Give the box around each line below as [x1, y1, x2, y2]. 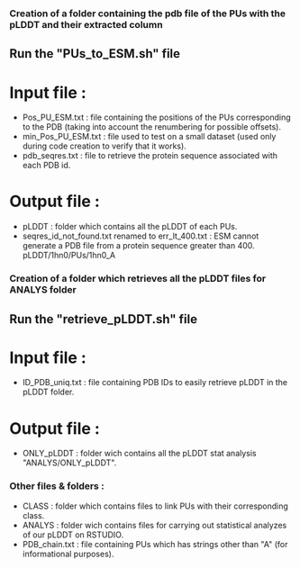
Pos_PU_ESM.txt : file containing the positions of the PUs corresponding [22, 112, 291, 123]
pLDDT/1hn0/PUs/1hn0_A [22, 250, 115, 261]
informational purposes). [22, 548, 114, 559]
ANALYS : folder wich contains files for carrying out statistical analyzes [22, 519, 287, 530]
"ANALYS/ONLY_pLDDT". [22, 457, 117, 468]
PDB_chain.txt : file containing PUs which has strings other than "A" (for [22, 538, 288, 549]
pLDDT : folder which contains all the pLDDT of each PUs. [22, 221, 238, 232]
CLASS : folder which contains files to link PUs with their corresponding [22, 500, 288, 511]
